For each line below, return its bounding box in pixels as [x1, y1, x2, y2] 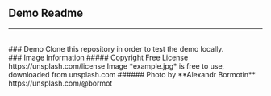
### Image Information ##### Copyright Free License [8, 52, 189, 62]
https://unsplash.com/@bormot [8, 78, 113, 88]
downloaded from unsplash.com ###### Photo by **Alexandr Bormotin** [8, 69, 256, 79]
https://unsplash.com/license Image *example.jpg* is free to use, [8, 61, 225, 71]
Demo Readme [8, 6, 84, 20]
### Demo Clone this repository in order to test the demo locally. [8, 44, 224, 53]
